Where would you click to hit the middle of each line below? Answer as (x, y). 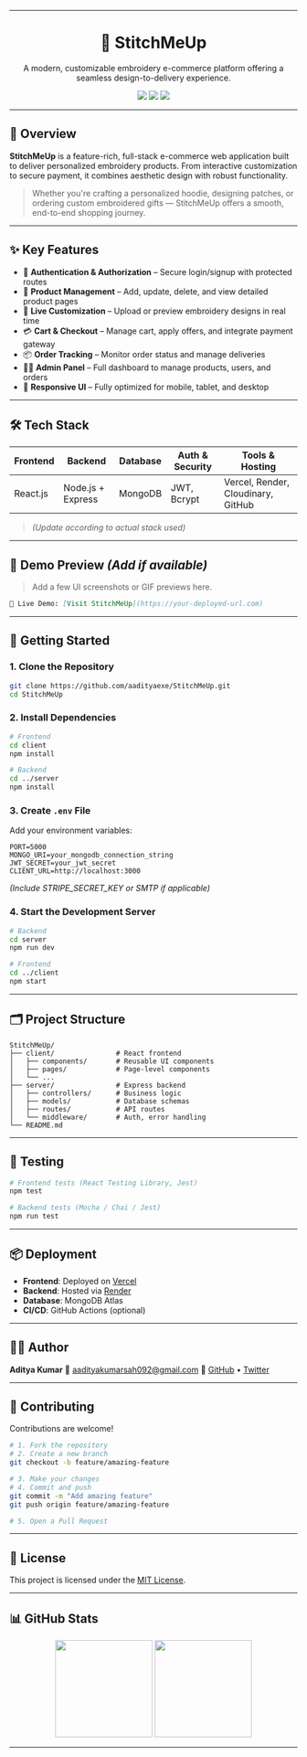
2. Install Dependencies (63, 718)
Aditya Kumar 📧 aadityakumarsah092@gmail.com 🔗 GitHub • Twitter (139, 1369)
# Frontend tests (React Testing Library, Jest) (104, 1183)
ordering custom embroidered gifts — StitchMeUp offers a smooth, (158, 203)
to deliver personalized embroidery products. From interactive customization (153, 165)
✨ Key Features (54, 250)
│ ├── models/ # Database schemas (100, 1101)
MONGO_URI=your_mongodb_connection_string (91, 856)
